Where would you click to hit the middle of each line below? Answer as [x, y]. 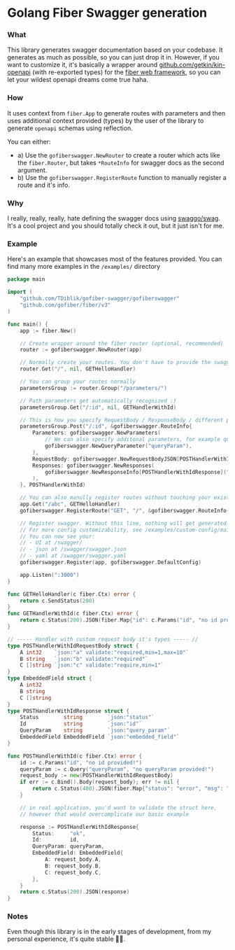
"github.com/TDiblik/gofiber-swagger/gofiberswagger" [100, 299]
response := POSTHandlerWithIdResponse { [79, 827]
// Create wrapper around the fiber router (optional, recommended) [122, 343]
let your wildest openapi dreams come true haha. [78, 80]
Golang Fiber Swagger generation [107, 13]
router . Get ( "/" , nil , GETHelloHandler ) [78, 369]
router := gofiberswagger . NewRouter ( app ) [81, 350]
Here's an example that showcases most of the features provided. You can [115, 259]
